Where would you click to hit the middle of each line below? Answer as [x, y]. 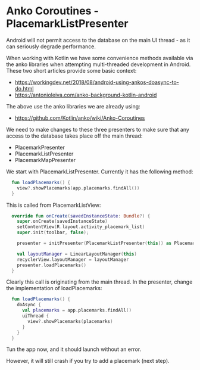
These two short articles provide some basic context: [71, 70]
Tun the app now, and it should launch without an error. [74, 349]
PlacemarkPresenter [40, 147]
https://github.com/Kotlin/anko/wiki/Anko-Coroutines [80, 118]
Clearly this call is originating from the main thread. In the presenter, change [99, 282]
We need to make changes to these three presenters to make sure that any [98, 129]
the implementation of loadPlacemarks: [54, 288]
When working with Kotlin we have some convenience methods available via [100, 58]
